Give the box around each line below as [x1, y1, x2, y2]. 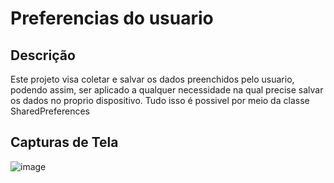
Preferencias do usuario [10, 7, 214, 30]
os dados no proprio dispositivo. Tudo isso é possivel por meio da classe [10, 95, 310, 106]
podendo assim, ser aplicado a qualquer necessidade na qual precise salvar [10, 84, 324, 96]
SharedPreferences [10, 105, 90, 117]
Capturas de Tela [10, 134, 119, 151]
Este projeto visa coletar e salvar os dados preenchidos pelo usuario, [10, 73, 295, 85]
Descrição [10, 47, 76, 64]
